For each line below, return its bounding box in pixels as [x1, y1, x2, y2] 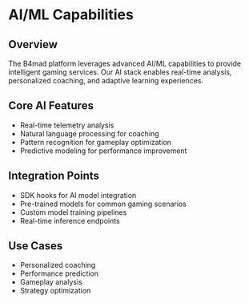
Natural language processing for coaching [19, 128, 159, 138]
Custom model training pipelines [19, 207, 127, 217]
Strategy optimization [19, 286, 91, 296]
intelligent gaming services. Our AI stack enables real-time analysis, [8, 67, 232, 77]
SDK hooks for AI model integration [19, 190, 137, 200]
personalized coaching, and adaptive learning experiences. [8, 76, 204, 85]
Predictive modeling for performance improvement [19, 146, 187, 156]
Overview [8, 38, 58, 51]
